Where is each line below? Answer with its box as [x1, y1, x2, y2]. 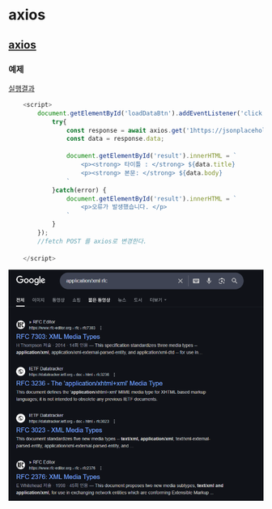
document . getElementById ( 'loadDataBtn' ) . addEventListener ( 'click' [37, 109, 266, 117]
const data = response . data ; [66, 135, 164, 143]
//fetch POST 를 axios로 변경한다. [37, 237, 147, 245]
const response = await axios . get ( [66, 126, 186, 134]
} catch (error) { [51, 186, 107, 194]
